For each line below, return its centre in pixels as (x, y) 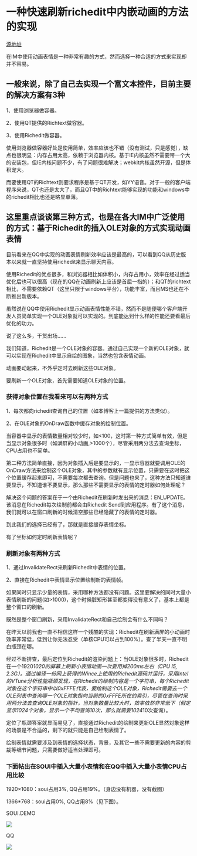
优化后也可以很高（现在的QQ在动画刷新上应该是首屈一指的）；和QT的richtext (98, 281)
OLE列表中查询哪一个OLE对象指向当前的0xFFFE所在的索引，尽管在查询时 (94, 696)
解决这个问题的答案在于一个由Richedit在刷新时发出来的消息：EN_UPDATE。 (97, 497)
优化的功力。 (21, 323)
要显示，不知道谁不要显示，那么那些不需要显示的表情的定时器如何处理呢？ (96, 485)
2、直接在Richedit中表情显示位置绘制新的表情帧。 (66, 580)
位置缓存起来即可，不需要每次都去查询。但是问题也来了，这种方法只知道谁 (101, 477)
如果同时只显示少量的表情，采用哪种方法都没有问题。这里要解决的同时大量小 (98, 592)
